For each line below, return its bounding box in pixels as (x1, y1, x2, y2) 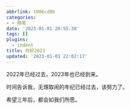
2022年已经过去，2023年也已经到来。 (6, 70, 101, 78)
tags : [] (6, 31, 28, 37)
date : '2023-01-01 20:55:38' (6, 25, 80, 32)
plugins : (6, 37, 28, 43)
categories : (6, 14, 36, 20)
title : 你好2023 (6, 48, 45, 54)
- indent (11, 43, 34, 49)
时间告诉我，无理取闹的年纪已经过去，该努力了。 (6, 83, 128, 90)
